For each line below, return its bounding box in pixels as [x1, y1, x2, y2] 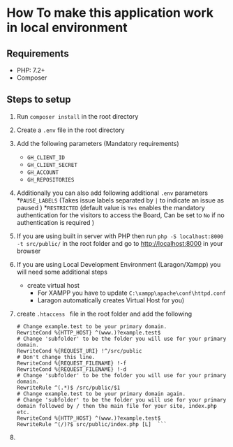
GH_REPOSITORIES [27, 176, 75, 183]
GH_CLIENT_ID [27, 154, 66, 161]
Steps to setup [6, 94, 71, 105]
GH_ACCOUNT [27, 169, 59, 176]
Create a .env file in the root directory [16, 126, 125, 134]
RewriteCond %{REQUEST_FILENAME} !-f [16, 360, 127, 367]
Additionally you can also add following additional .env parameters [16, 189, 209, 197]
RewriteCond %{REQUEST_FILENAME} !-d [16, 365, 127, 373]
